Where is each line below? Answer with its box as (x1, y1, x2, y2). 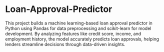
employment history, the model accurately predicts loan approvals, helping (5, 36, 159, 42)
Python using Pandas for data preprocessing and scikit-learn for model (5, 25, 151, 31)
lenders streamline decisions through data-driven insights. (5, 41, 125, 47)
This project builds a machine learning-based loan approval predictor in (5, 20, 152, 26)
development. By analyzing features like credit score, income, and (5, 30, 141, 36)
